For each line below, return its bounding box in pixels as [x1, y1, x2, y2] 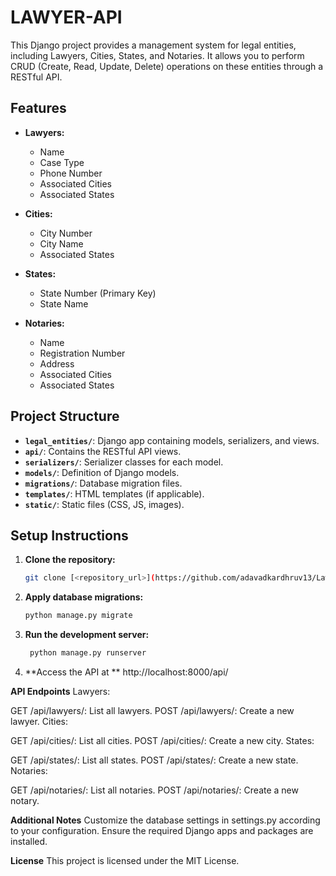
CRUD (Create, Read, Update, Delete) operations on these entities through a [10, 60, 324, 72]
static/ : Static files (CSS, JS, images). [24, 498, 185, 510]
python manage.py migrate [24, 611, 133, 621]
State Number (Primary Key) [39, 287, 157, 299]
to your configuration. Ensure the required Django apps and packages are [10, 825, 314, 836]
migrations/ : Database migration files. [24, 477, 183, 489]
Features [10, 100, 67, 117]
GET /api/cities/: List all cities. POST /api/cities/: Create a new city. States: [10, 735, 315, 746]
